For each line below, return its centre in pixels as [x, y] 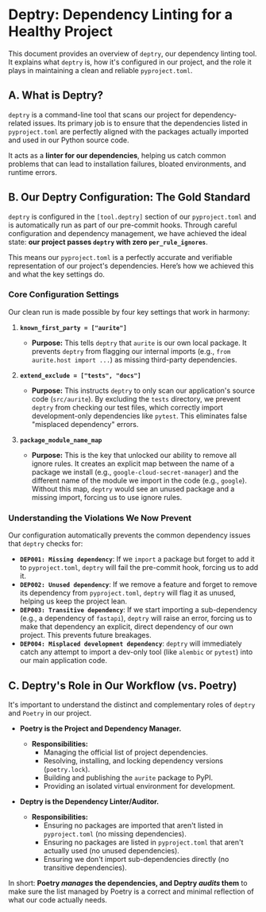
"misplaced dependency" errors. [85, 424]
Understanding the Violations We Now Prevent [100, 518]
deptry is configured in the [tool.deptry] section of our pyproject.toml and [132, 216]
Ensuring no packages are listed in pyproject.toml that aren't [143, 842]
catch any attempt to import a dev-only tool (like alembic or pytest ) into [136, 652]
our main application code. [63, 661]
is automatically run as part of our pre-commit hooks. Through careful [123, 225]
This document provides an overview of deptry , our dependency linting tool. [133, 53]
